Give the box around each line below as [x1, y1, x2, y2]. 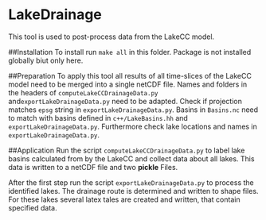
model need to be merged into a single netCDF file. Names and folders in [8, 79, 248, 89]
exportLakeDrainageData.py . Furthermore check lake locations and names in [8, 122, 257, 131]
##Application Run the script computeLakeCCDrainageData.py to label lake [8, 145, 245, 155]
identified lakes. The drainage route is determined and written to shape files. [8, 186, 259, 195]
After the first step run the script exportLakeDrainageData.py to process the [8, 177, 254, 187]
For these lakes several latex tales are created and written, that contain [8, 195, 241, 204]
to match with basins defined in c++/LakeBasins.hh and [8, 113, 189, 122]
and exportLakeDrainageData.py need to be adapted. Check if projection [8, 96, 243, 106]
